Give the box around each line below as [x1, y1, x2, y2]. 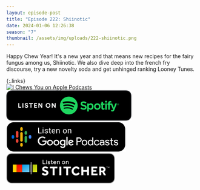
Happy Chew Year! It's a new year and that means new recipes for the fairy [6, 53, 194, 60]
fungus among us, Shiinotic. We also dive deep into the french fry [6, 59, 170, 67]
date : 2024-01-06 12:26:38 [6, 22, 75, 28]
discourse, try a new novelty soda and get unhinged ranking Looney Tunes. [6, 65, 195, 73]
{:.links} [6, 77, 26, 85]
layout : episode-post [6, 10, 61, 16]
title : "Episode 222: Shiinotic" [6, 16, 91, 22]
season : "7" [6, 29, 36, 35]
